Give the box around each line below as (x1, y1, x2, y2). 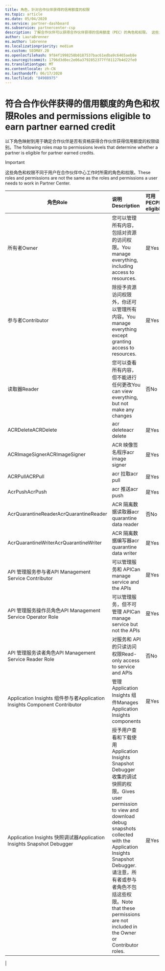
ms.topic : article (5, 12, 43, 17)
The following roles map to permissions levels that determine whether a (14, 144, 158, 150)
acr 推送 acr (112, 485, 138, 492)
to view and (112, 807, 139, 814)
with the (112, 837, 131, 844)
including (112, 262, 133, 269)
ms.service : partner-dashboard (5, 21, 69, 26)
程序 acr (117, 448, 135, 455)
